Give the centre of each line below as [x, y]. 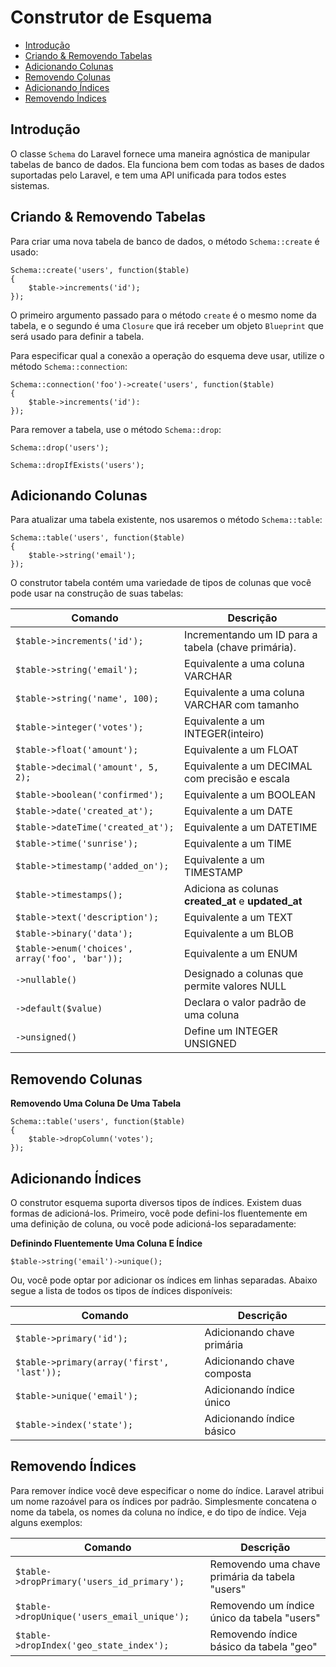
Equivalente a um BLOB [239, 934]
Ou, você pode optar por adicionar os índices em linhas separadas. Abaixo [164, 1280]
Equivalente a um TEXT [238, 918]
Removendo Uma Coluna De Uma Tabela [96, 1103]
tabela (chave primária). [240, 648]
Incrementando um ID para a [251, 635]
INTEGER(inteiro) [224, 734]
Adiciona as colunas [231, 889]
